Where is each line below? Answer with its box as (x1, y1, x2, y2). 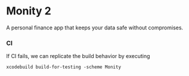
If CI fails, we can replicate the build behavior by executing (6, 53, 150, 60)
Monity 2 (6, 4, 52, 18)
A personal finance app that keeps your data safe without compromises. (6, 24, 184, 31)
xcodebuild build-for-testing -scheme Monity (6, 64, 121, 70)
